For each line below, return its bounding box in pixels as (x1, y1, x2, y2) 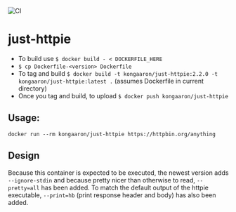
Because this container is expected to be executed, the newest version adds (8, 168, 229, 177)
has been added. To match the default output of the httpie (41, 183, 209, 192)
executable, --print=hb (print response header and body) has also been (8, 190, 216, 199)
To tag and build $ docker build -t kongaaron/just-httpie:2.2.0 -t (18, 69, 218, 77)
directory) (18, 84, 48, 93)
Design (8, 150, 40, 161)
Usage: (8, 112, 41, 124)
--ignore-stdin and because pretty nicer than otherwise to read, (8, 175, 196, 184)
